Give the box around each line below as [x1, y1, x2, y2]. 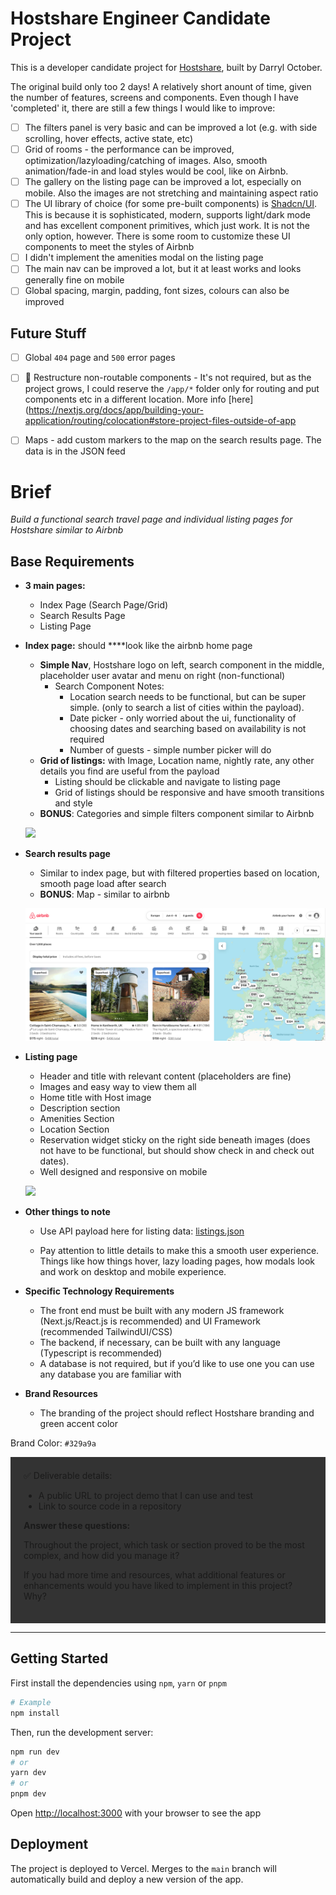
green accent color [39, 1418, 119, 1430]
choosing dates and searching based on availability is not [69, 723, 307, 735]
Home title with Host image [39, 1092, 152, 1104]
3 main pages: [24, 580, 86, 592]
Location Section [39, 1123, 110, 1136]
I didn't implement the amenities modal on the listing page [24, 252, 264, 264]
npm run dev [10, 1747, 60, 1757]
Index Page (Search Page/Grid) [39, 599, 169, 611]
